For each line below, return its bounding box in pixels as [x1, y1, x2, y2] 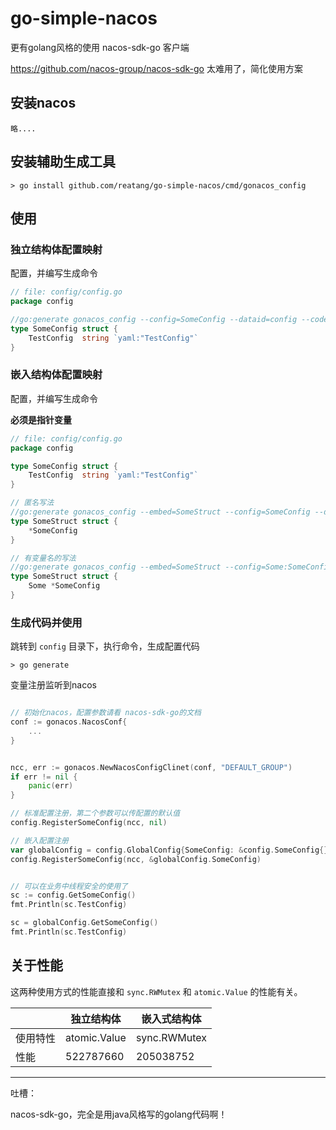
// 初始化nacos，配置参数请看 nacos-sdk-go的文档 [10, 708, 202, 718]
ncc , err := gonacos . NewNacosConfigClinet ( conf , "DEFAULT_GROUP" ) [10, 762, 293, 772]
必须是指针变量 [10, 413, 72, 426]
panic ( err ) [28, 781, 74, 791]
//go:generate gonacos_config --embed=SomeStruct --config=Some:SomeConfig [10, 562, 333, 572]
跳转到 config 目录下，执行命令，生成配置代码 [10, 640, 200, 652]
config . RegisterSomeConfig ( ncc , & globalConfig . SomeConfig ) [10, 854, 262, 864]
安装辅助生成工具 [10, 153, 116, 171]
